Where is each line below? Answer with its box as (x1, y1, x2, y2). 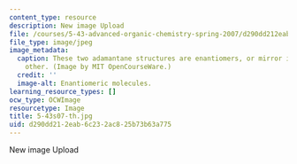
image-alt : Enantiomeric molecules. (17, 79, 152, 88)
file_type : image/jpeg (9, 37, 93, 47)
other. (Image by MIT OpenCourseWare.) (25, 63, 172, 72)
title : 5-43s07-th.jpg (9, 112, 93, 121)
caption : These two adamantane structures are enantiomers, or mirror (17, 54, 283, 63)
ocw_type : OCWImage (9, 95, 81, 105)
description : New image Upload (9, 21, 125, 30)
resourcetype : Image (9, 104, 86, 113)
